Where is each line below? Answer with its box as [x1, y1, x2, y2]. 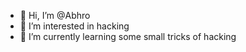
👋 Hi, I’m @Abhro [19, 10, 91, 21]
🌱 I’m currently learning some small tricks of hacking [19, 31, 237, 42]
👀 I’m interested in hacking [19, 20, 130, 32]
